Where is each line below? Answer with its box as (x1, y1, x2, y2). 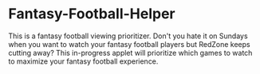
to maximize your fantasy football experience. (8, 56, 159, 66)
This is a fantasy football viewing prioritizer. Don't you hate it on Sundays (8, 31, 249, 41)
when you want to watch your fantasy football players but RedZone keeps (8, 39, 250, 49)
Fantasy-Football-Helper (8, 5, 175, 23)
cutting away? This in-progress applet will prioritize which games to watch (8, 48, 253, 57)
